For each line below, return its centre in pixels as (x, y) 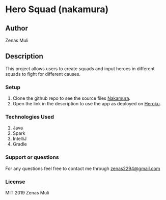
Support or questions (32, 157)
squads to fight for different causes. (43, 74)
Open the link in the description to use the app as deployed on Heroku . (87, 104)
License (15, 182)
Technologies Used (30, 117)
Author (17, 28)
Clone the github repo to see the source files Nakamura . (72, 98)
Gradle (20, 144)
